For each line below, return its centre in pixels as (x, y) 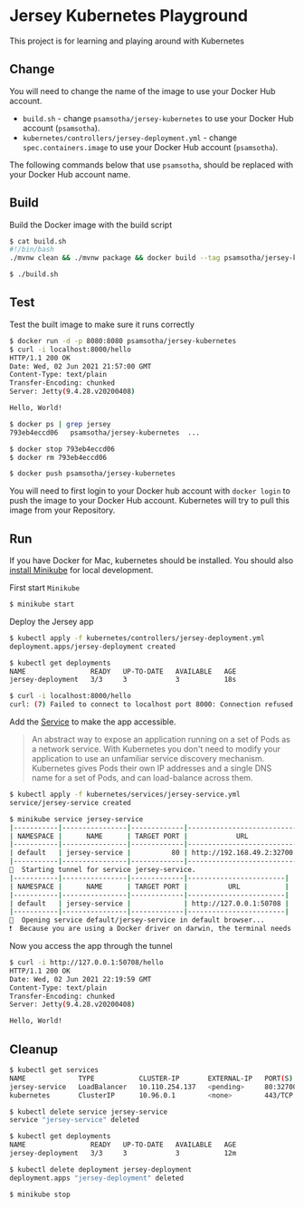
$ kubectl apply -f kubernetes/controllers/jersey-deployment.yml (137, 638)
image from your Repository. (62, 510)
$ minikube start (42, 604)
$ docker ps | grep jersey (60, 424)
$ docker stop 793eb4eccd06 (62, 449)
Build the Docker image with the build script (91, 225)
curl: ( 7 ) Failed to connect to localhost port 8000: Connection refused (152, 705)
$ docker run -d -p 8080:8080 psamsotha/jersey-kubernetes (123, 340)
